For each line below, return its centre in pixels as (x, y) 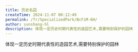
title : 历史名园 (21, 10)
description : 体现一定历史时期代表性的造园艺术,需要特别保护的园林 (69, 29)
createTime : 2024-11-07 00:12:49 (41, 15)
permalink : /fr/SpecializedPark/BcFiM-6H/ (51, 19)
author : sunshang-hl (27, 24)
